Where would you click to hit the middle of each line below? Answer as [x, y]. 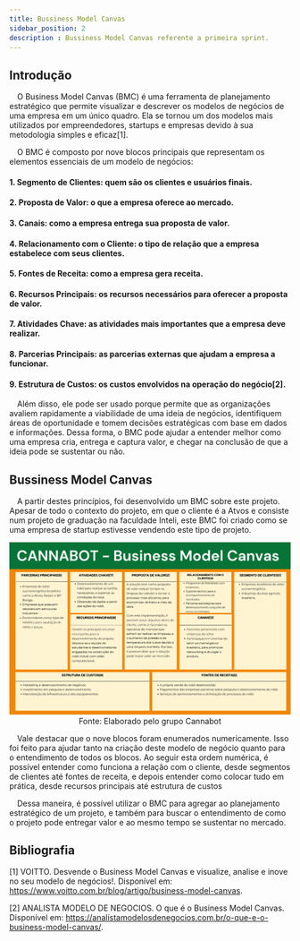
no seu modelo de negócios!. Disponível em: [91, 881]
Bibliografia [42, 850]
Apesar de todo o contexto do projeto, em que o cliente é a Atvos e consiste [149, 510]
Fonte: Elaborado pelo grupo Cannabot [150, 721]
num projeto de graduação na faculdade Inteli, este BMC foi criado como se [149, 520]
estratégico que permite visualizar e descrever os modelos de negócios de [147, 107]
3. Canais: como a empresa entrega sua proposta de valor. [120, 223]
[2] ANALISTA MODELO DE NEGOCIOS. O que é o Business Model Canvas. [147, 908]
